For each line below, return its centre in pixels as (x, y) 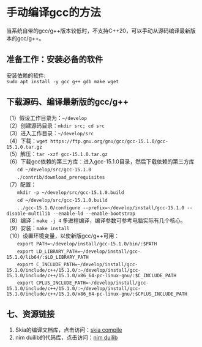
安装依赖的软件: (26, 75)
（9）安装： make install (38, 228)
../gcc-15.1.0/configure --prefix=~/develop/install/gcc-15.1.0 (101, 208)
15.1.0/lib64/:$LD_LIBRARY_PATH (47, 257)
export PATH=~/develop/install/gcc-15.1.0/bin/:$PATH (87, 244)
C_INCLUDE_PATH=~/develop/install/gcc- (87, 264)
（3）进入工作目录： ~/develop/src (50, 133)
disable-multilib (28, 214)
